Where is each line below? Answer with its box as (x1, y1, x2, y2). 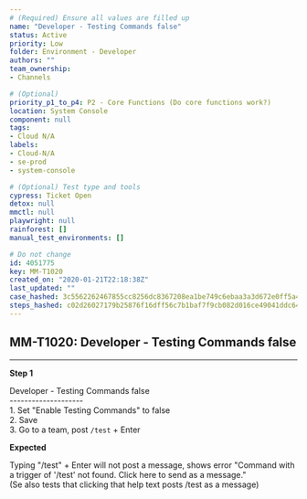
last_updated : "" (9, 284, 76, 293)
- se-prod (9, 157, 48, 166)
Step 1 (9, 367, 34, 378)
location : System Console (9, 106, 108, 115)
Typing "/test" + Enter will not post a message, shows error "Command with (9, 459, 295, 471)
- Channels (9, 73, 51, 82)
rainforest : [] (9, 225, 68, 234)
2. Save (9, 414, 38, 425)
